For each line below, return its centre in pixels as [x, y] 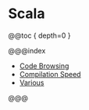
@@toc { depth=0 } [39, 35]
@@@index [27, 50]
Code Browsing [44, 66]
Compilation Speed [50, 74]
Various [32, 82]
